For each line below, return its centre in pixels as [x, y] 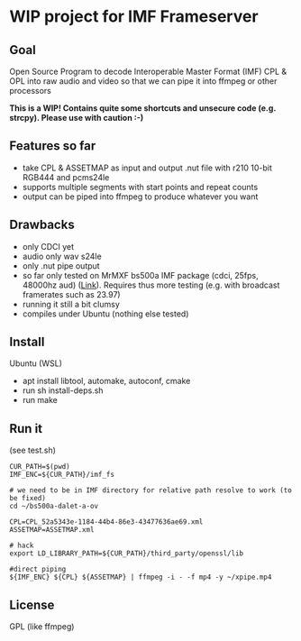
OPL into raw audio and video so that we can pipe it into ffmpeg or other [143, 81]
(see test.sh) [33, 450]
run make [40, 400]
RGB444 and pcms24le [66, 177]
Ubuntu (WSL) [36, 363]
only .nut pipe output [61, 266]
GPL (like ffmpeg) [42, 627]
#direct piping [38, 570]
